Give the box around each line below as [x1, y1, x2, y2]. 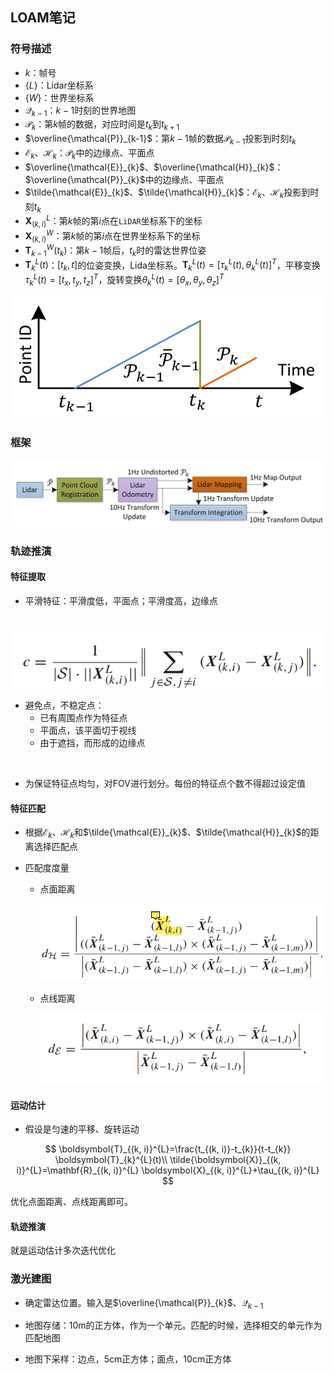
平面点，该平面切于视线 [39, 724, 137, 737]
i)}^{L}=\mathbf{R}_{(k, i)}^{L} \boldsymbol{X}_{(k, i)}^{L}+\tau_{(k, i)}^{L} [16, 1164, 320, 1177]
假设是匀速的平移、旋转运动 [24, 1123, 140, 1135]
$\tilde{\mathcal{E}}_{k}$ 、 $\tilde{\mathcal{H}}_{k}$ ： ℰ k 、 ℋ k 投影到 [24, 186, 311, 200]
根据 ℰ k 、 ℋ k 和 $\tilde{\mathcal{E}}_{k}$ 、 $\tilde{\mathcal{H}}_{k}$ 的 [24, 826, 311, 841]
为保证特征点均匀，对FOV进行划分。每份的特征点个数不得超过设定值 [24, 778, 306, 790]
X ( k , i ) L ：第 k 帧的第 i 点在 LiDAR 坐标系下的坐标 [24, 213, 203, 229]
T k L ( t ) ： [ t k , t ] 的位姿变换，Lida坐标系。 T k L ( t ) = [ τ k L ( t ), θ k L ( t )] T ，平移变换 [24, 257, 321, 273]
